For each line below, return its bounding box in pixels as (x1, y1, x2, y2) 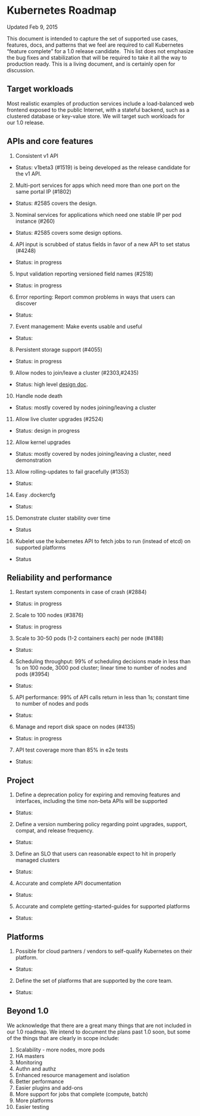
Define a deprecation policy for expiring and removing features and (15, 791, 180, 798)
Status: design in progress (15, 427, 80, 434)
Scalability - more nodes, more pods (15, 1046, 105, 1053)
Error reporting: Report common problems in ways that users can (15, 293, 175, 301)
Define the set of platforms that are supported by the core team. (15, 977, 173, 984)
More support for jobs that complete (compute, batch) (15, 1090, 148, 1097)
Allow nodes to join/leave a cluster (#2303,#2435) (15, 369, 139, 376)
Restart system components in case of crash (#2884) (15, 588, 147, 596)
